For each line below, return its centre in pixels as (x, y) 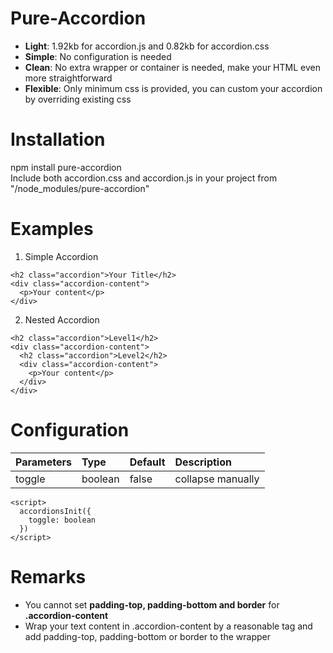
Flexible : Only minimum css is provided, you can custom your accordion (173, 88)
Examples (52, 229)
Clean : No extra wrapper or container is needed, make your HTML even (172, 67)
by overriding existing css (78, 99)
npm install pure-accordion (66, 167)
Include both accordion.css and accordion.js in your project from (144, 178)
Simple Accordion (61, 256)
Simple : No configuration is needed (98, 56)
